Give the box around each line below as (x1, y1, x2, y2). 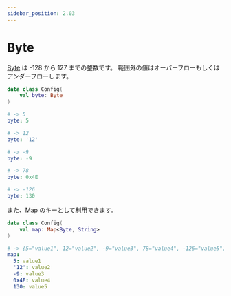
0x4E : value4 (13, 277, 51, 284)
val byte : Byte (19, 92, 63, 99)
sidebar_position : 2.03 (7, 10, 76, 17)
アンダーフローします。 (7, 72, 73, 80)
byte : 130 (7, 193, 36, 200)
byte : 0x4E (7, 173, 38, 181)
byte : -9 (7, 155, 32, 162)
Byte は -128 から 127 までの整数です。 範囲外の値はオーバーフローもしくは (7, 63, 220, 72)
